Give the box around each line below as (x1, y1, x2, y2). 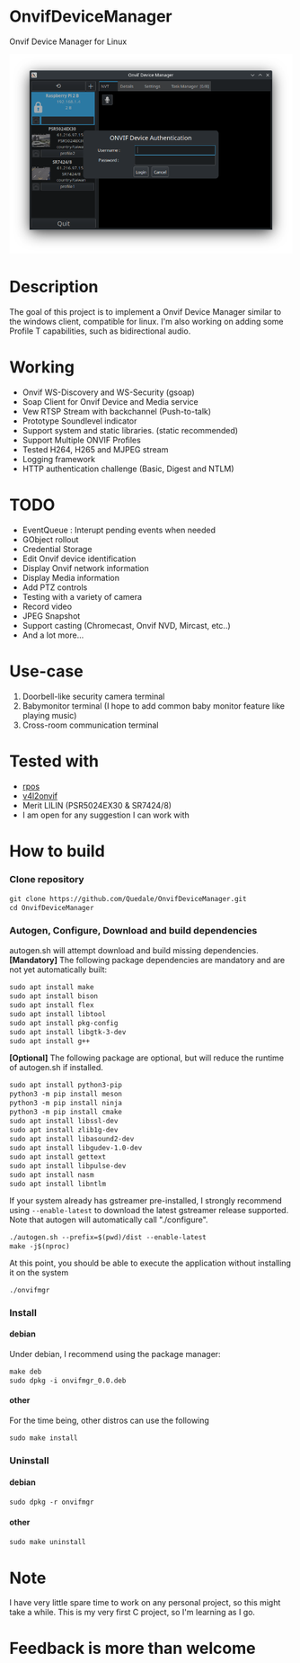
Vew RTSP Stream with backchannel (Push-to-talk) (22, 407, 212, 417)
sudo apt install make (9, 982, 94, 991)
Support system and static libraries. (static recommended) (22, 425, 239, 436)
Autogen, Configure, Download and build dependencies (9, 925, 258, 937)
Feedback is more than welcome (9, 1639, 256, 1659)
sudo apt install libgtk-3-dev (9, 1027, 127, 1036)
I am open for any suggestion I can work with (22, 809, 190, 820)
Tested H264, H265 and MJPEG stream (22, 444, 169, 455)
